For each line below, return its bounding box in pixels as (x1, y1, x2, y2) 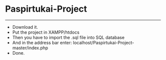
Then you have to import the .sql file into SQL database (12, 34, 125, 40)
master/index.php (12, 45, 48, 51)
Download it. (12, 24, 39, 30)
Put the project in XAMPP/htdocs (12, 29, 80, 35)
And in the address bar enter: (12, 40, 72, 45)
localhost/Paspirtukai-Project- (73, 40, 134, 45)
